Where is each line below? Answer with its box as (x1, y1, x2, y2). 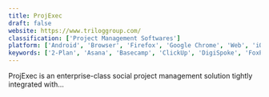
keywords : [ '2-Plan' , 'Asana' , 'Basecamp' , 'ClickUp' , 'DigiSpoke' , (8, 49, 242, 57)
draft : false (8, 19, 52, 27)
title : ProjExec (8, 11, 62, 20)
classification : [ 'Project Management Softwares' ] (8, 34, 181, 42)
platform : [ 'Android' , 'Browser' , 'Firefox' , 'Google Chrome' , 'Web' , (8, 42, 249, 50)
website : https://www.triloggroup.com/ (8, 26, 142, 34)
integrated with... (8, 79, 64, 89)
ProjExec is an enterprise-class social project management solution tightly (8, 71, 253, 80)
